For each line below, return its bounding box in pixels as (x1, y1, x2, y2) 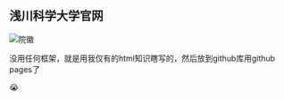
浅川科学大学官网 (9, 8, 104, 24)
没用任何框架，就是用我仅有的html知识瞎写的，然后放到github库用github (9, 53, 275, 63)
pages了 (9, 63, 40, 74)
